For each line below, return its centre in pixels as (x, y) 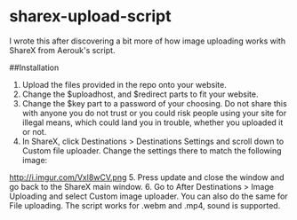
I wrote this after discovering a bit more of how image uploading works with (148, 41)
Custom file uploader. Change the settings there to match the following (152, 150)
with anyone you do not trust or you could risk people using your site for (154, 113)
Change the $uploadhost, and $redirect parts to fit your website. (140, 94)
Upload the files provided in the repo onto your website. (124, 84)
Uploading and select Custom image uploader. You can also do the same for (148, 196)
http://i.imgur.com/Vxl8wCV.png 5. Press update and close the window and (147, 177)
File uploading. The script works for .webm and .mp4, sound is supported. (145, 205)
